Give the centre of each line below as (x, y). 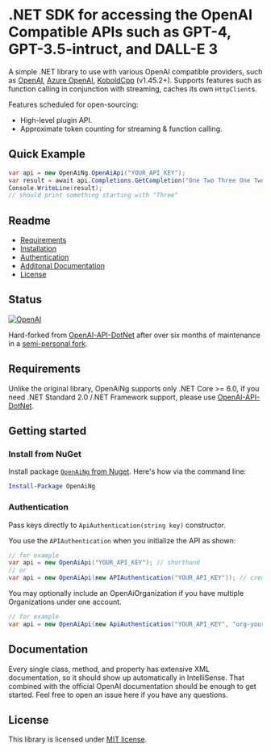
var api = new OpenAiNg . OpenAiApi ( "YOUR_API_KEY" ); (97, 173)
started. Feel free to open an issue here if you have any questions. (118, 695)
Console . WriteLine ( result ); (56, 188)
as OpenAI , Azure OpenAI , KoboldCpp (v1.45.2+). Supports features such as (135, 80)
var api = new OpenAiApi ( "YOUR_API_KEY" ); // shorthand (104, 563)
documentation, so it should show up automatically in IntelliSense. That (126, 678)
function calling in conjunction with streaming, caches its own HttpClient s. (133, 89)
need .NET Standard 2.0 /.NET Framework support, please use (112, 397)
